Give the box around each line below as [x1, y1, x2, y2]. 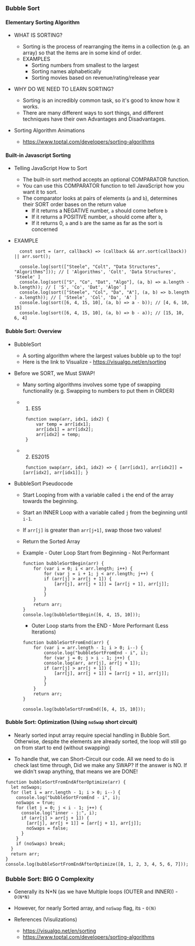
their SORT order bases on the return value [22, 201, 127, 208]
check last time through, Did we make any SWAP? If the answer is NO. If [13, 761, 187, 768]
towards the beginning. [22, 497, 78, 505]
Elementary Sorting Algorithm [5, 19, 80, 26]
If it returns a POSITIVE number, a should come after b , [31, 213, 163, 220]
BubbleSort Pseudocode [13, 479, 74, 487]
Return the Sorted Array [22, 537, 80, 545]
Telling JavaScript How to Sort [13, 165, 88, 172]
